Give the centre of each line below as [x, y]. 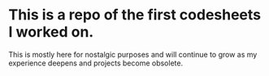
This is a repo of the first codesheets [135, 15]
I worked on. [51, 32]
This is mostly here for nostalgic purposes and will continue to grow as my [133, 54]
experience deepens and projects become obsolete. [96, 63]
